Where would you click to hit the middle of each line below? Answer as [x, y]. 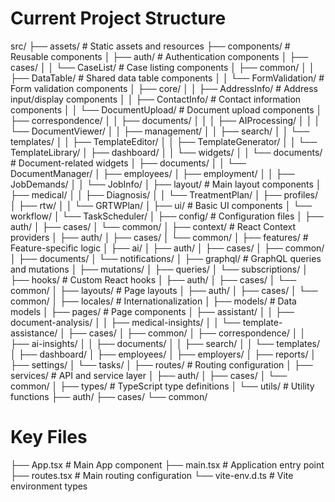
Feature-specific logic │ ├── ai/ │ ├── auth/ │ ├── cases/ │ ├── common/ [167, 248]
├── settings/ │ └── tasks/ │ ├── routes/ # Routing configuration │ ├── [161, 364]
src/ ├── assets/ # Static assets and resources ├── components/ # [150, 46]
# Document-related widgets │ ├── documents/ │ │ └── [128, 163]
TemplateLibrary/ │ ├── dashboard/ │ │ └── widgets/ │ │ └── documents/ [166, 152]
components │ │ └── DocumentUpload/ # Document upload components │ [166, 109]
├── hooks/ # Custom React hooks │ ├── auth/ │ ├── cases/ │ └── [153, 279]
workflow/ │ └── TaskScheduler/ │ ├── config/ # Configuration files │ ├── [167, 216]
